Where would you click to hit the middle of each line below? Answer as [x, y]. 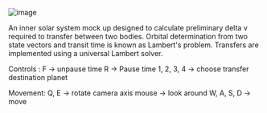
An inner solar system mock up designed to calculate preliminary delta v [128, 28]
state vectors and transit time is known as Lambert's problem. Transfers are [133, 45]
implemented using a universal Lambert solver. [86, 53]
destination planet [38, 77]
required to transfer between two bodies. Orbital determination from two [128, 36]
